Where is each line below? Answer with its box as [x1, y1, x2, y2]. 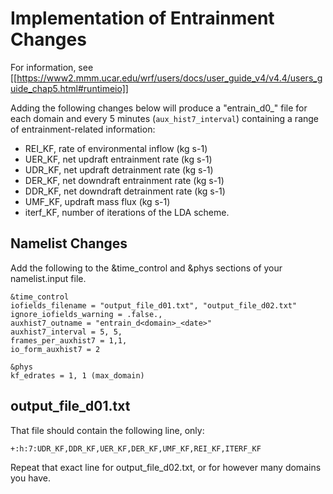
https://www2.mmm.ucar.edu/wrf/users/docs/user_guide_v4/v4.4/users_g [16, 72, 323, 84]
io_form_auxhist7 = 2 [10, 344, 101, 354]
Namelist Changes [10, 235, 128, 252]
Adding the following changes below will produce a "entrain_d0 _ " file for [10, 102, 308, 114]
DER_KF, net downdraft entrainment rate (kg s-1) [24, 174, 225, 186]
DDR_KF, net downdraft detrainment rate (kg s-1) [24, 185, 226, 197]
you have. [10, 472, 51, 484]
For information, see [10, 61, 94, 73]
